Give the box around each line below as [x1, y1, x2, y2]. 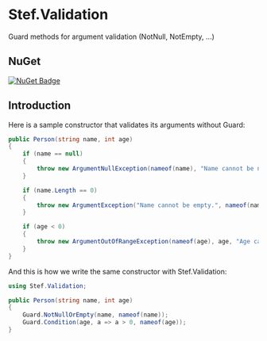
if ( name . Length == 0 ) [22, 186, 98, 194]
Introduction [8, 99, 72, 113]
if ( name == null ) [22, 150, 83, 158]
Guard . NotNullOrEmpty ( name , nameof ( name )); [22, 311, 169, 319]
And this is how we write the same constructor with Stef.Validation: [8, 266, 227, 276]
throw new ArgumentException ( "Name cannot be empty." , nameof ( [37, 201, 250, 209]
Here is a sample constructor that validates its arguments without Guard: [8, 120, 246, 129]
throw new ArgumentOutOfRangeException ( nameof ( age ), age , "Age [37, 238, 250, 246]
